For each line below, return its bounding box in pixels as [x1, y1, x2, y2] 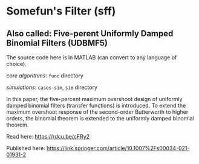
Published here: [6, 145, 45, 152]
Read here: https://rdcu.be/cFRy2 [6, 133, 90, 140]
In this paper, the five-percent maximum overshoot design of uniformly [6, 96, 183, 102]
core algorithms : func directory [6, 72, 83, 79]
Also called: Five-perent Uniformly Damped [6, 28, 174, 39]
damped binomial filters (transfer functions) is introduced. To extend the [6, 102, 186, 109]
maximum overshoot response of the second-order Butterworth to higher [6, 108, 189, 116]
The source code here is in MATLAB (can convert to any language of [6, 54, 177, 61]
